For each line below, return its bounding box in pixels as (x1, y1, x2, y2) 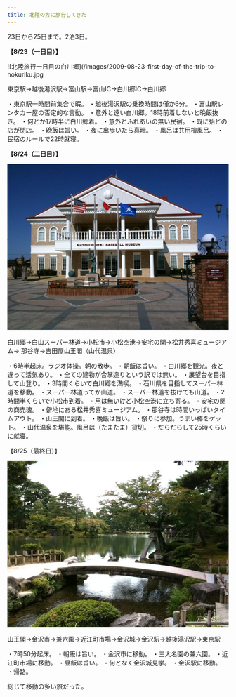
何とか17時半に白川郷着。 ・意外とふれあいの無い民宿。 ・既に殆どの (27, 117, 228, 126)
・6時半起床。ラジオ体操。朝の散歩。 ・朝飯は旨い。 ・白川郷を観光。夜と (7, 361, 224, 370)
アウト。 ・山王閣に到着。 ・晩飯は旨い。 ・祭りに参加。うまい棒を (13, 414, 209, 423)
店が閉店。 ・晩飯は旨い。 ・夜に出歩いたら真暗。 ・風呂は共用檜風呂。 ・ (7, 126, 223, 134)
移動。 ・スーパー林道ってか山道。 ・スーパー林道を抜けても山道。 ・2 (19, 387, 225, 396)
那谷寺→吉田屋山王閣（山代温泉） (20, 346, 119, 354)
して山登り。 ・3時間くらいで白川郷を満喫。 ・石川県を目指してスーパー (7, 379, 217, 387)
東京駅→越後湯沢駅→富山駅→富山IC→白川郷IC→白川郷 (7, 84, 166, 93)
